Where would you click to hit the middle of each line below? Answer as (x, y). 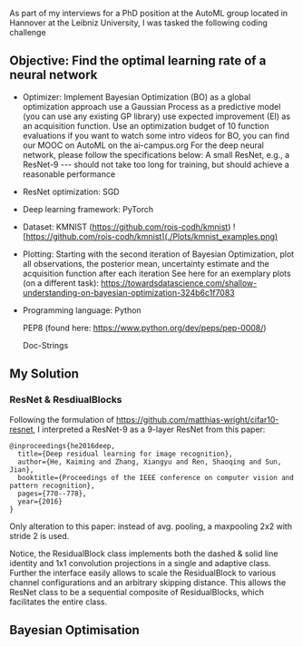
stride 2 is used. (39, 535)
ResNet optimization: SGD (71, 191)
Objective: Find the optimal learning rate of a (138, 61)
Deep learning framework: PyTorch (88, 209)
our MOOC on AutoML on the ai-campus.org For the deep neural (143, 145)
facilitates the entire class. (58, 602)
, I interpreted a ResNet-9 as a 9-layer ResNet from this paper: (149, 429)
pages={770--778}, (53, 494)
